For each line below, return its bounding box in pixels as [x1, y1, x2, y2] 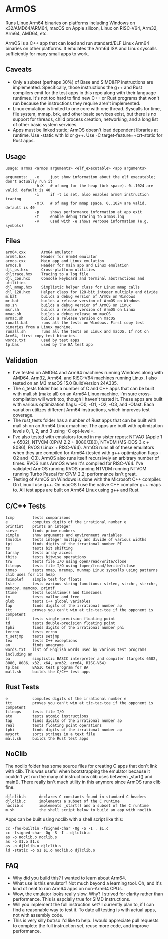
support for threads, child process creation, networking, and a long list [12, 116, 158, 122]
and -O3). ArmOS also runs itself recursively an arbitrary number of [20, 455, 159, 461]
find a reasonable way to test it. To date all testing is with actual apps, [12, 907, 156, 913]
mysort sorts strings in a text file [5, 731, 95, 737]
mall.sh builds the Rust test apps [5, 736, 89, 741]
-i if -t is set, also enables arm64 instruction [34, 192, 149, 197]
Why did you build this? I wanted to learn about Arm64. [12, 875, 126, 881]
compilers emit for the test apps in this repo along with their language [12, 89, 156, 96]
